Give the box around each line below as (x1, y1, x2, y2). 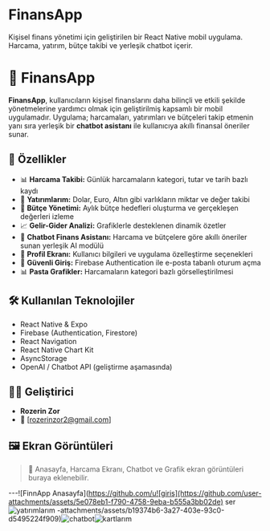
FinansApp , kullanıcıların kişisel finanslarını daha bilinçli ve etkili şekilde (8, 95, 246, 105)
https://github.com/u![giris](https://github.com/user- (88, 488, 262, 498)
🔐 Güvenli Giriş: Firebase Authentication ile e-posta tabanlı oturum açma (19, 257, 261, 267)
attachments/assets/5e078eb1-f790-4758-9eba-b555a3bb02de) (8, 497, 223, 507)
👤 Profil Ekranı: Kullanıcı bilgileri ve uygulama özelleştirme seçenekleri (19, 249, 253, 258)
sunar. (8, 129, 30, 139)
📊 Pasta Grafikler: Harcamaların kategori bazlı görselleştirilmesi (19, 266, 234, 276)
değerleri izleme (19, 211, 75, 221)
